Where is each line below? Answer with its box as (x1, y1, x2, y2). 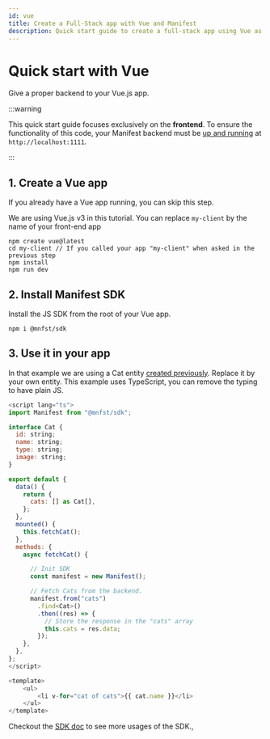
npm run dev (8, 266, 49, 274)
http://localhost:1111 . (8, 137, 87, 146)
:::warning (8, 104, 42, 114)
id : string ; (15, 430, 57, 439)
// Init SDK (29, 565, 70, 573)
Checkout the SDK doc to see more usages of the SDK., (8, 721, 194, 732)
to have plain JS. (8, 385, 64, 395)
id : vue (8, 11, 35, 20)
